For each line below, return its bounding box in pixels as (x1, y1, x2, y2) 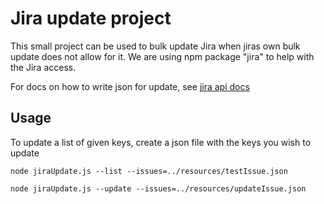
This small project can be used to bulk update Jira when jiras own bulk (10, 40, 301, 52)
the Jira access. (10, 61, 77, 73)
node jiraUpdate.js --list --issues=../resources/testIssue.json (10, 166, 288, 176)
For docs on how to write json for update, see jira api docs (10, 80, 250, 92)
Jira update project (10, 7, 172, 30)
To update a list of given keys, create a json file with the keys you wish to (10, 136, 312, 148)
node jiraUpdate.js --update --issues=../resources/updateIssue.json (10, 183, 307, 194)
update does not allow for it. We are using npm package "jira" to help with (10, 50, 315, 62)
